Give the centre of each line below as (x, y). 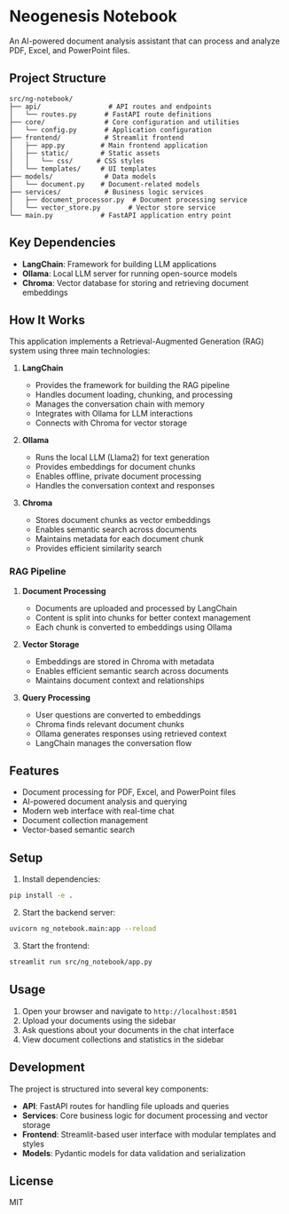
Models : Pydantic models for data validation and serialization (134, 1153)
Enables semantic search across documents (116, 529)
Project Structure (58, 79)
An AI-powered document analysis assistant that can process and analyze (145, 41)
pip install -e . (41, 896)
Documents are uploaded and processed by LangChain (136, 608)
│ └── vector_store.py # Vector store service (113, 207)
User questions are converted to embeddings (118, 714)
